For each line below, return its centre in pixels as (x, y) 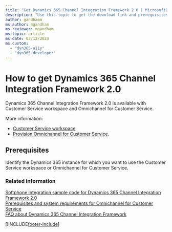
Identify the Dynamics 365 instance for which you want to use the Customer (86, 162)
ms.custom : (17, 44)
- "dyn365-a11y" (27, 48)
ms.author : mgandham (27, 24)
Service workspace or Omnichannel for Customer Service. (67, 168)
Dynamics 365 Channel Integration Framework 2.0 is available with (76, 103)
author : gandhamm (24, 19)
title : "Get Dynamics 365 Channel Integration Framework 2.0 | (74, 10)
